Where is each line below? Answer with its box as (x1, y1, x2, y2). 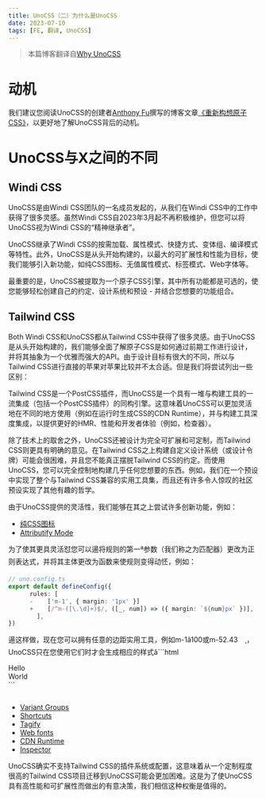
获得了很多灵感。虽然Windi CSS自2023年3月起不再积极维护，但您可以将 (8, 212, 245, 223)
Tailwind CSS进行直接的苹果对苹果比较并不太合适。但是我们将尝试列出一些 (8, 362, 253, 372)
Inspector (19, 745, 52, 754)
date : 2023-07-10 (8, 19, 66, 27)
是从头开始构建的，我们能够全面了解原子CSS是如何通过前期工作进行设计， (8, 342, 253, 352)
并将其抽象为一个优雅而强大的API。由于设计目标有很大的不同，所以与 (8, 352, 236, 362)
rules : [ (29, 590, 59, 598)
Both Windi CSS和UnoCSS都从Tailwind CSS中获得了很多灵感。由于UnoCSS (8, 332, 256, 342)
